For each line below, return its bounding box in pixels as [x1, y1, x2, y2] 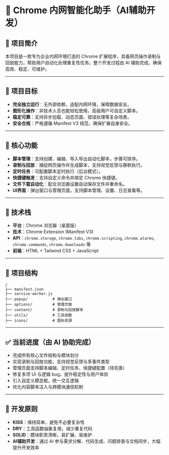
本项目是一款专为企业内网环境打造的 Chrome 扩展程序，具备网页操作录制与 [5, 54, 161, 59]
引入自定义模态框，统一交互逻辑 [12, 378, 79, 384]
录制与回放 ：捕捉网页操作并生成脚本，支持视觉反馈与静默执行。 [12, 162, 145, 168]
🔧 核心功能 [5, 141, 38, 150]
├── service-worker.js [5, 291, 53, 296]
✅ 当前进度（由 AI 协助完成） [5, 338, 96, 346]
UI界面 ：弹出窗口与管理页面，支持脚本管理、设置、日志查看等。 [12, 187, 145, 193]
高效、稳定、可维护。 [5, 66, 49, 72]
